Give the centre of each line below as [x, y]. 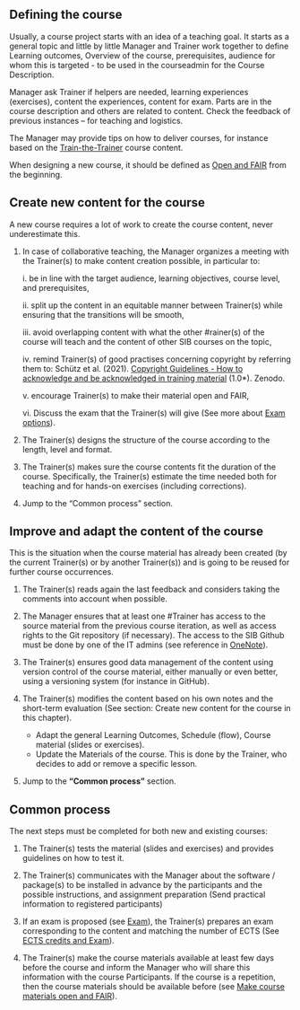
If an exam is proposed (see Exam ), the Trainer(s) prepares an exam [148, 922]
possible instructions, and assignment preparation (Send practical [144, 895]
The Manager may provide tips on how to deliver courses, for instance [139, 137]
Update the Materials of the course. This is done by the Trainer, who [161, 754]
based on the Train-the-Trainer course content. [96, 147]
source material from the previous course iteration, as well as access [149, 626]
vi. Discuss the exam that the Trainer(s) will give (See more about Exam [154, 413]
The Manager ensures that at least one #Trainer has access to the [144, 616]
